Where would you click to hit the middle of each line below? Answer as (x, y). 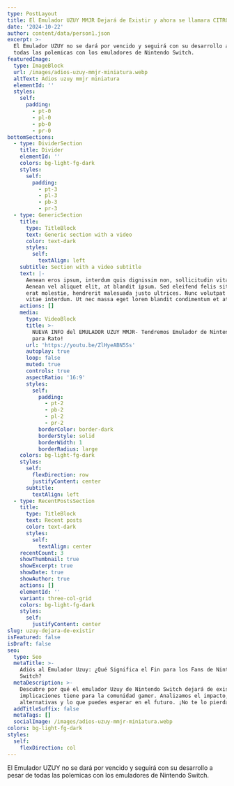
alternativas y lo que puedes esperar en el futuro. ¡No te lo (114, 702)
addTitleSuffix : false (46, 709)
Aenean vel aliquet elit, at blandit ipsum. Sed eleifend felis (121, 286)
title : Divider (42, 150)
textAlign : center (65, 546)
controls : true (48, 371)
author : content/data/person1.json (59, 33)
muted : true (43, 365)
